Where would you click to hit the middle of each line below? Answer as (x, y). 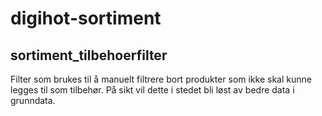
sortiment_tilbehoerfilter (89, 55)
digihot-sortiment (86, 18)
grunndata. (33, 100)
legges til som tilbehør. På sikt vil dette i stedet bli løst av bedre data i (152, 90)
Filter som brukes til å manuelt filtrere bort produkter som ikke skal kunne (161, 79)
